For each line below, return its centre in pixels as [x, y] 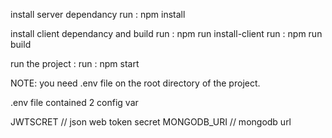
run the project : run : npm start [75, 63]
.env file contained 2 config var [74, 102]
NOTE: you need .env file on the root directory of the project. [135, 83]
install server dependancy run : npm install [98, 14]
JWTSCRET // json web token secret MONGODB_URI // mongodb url [151, 122]
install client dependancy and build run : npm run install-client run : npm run [166, 33]
